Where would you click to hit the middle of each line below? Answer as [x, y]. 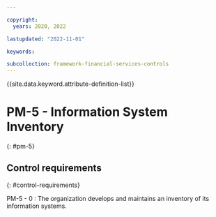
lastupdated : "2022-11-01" [46, 39]
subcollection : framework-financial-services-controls [88, 64]
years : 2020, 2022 [40, 26]
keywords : [21, 52]
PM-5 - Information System [87, 112]
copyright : [22, 20]
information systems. [37, 206]
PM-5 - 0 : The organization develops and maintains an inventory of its [108, 198]
